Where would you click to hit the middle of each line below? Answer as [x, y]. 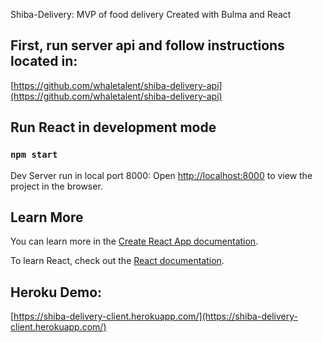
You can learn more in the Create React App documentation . [134, 241]
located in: [44, 61]
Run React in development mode [113, 127]
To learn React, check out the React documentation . [117, 261]
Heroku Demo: [56, 292]
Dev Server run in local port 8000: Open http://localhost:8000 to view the [161, 175]
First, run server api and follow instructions [147, 45]
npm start [34, 155]
